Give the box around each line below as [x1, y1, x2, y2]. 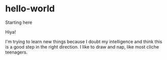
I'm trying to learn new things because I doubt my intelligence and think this [5, 38, 162, 45]
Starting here [5, 19, 33, 25]
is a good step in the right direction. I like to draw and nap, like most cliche [5, 44, 159, 50]
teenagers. [5, 49, 28, 55]
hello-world [5, 3, 55, 14]
